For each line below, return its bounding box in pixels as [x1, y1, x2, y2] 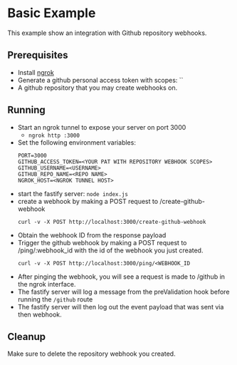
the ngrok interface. [17, 279, 76, 288]
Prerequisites [7, 49, 68, 61]
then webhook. [17, 310, 62, 319]
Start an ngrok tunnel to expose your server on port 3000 [17, 123, 186, 131]
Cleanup [7, 330, 46, 343]
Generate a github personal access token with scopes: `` [17, 76, 184, 84]
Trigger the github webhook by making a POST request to [17, 238, 187, 247]
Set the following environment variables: [17, 138, 137, 147]
